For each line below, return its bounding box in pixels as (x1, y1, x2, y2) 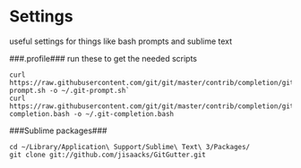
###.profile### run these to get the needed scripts (9, 53, 197, 63)
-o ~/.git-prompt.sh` (48, 86, 130, 95)
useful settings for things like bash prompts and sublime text (9, 36, 233, 46)
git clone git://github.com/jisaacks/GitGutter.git (9, 150, 206, 159)
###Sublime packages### (9, 125, 107, 136)
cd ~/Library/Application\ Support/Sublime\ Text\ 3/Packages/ (9, 142, 251, 151)
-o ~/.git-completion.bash (73, 109, 175, 118)
